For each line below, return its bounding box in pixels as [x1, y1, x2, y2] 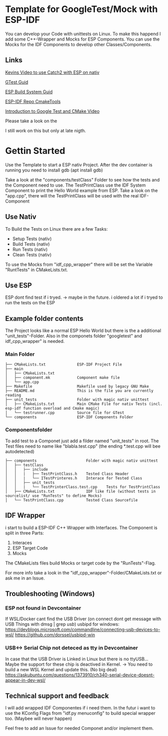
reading [5, 393, 22, 398]
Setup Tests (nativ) [12, 236, 52, 242]
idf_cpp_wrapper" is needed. [5, 338, 65, 344]
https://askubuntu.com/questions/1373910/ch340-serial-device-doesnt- [5, 672, 154, 678]
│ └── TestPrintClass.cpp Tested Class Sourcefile [5, 497, 138, 502]
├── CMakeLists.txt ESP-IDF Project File [5, 362, 122, 367]
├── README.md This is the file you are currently [5, 389, 154, 394]
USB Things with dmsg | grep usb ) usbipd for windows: [5, 621, 119, 627]
